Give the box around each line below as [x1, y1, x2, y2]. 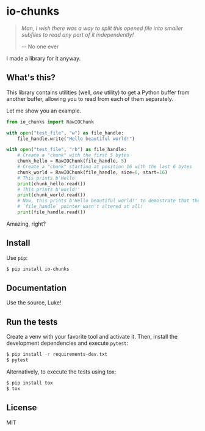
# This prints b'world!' [17, 186, 81, 193]
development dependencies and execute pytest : [6, 339, 129, 347]
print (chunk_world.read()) [17, 192, 86, 198]
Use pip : [6, 254, 28, 261]
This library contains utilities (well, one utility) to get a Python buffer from [6, 89, 190, 96]
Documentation [6, 282, 67, 293]
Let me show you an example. [6, 107, 82, 114]
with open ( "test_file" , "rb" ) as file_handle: [6, 147, 127, 153]
